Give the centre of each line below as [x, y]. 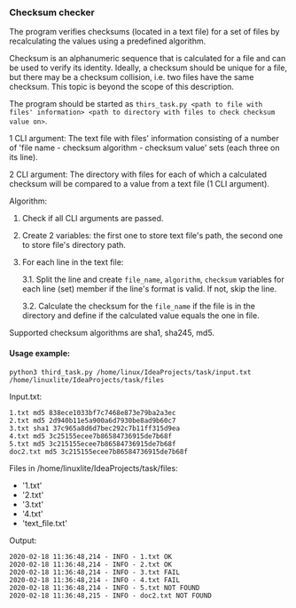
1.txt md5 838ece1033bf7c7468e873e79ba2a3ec [93, 412]
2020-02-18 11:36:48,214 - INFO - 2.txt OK [91, 564]
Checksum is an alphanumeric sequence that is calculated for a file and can [148, 59]
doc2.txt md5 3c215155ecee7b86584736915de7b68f [99, 452]
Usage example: [40, 353]
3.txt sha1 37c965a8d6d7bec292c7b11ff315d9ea [94, 428]
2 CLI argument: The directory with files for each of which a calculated [138, 174]
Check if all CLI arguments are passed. [93, 219]
